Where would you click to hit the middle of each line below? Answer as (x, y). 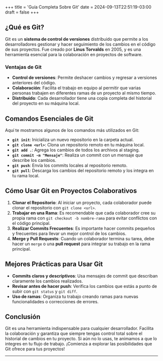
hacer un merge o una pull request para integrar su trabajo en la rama (81, 244)
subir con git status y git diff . (45, 291)
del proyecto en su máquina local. (46, 103)
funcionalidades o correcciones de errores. (55, 301)
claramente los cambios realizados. (48, 281)
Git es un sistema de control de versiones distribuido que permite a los (77, 39)
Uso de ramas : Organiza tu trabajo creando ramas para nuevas (75, 296)
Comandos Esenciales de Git (49, 118)
